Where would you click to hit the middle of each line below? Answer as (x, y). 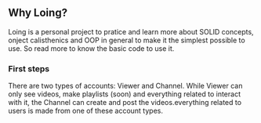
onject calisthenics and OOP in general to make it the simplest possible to (127, 40)
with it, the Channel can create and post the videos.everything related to (125, 103)
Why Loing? (38, 13)
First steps (29, 68)
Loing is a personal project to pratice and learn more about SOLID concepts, (131, 31)
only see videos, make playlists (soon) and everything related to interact (125, 94)
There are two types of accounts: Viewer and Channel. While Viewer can (125, 86)
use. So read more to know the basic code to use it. (91, 48)
